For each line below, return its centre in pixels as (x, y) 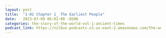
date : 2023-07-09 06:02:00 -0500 (42, 19)
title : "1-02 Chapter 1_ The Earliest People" (55, 14)
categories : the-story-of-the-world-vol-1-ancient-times (65, 23)
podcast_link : (20, 28)
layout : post (19, 10)
